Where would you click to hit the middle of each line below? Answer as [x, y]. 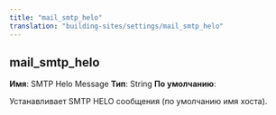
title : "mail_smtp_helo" [56, 18]
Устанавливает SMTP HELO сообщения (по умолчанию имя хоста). [138, 102]
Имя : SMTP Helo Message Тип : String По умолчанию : [113, 84]
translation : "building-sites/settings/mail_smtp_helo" [116, 26]
